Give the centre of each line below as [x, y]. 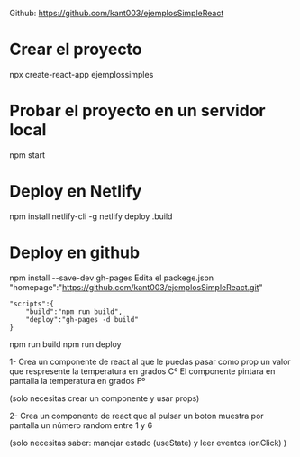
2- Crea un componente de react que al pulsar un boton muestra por [136, 416]
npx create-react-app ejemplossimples [82, 74]
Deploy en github [75, 252]
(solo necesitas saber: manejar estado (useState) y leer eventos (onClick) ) [148, 443]
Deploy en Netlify [76, 192]
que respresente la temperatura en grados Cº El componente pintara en [142, 371]
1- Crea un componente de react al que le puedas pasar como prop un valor [150, 361]
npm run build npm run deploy [65, 344]
